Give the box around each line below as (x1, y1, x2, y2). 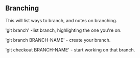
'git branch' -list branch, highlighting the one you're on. (5, 27, 122, 33)
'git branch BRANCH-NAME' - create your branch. (5, 37, 111, 43)
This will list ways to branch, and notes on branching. (5, 17, 118, 23)
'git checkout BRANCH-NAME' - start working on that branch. (5, 46, 135, 52)
